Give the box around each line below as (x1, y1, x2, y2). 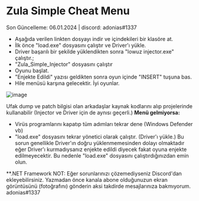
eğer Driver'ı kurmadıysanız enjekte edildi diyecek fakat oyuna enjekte (14, 146, 187, 153)
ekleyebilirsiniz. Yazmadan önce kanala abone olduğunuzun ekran (6, 176, 168, 183)
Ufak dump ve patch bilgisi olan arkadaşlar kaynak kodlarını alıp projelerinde (6, 102, 193, 109)
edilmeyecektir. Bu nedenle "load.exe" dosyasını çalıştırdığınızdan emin (14, 152, 189, 159)
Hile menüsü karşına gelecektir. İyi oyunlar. (14, 79, 120, 87)
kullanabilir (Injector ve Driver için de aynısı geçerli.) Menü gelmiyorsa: (6, 109, 180, 116)
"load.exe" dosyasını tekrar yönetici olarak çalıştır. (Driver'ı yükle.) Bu (14, 133, 184, 140)
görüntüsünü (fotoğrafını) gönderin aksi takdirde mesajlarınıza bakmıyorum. (6, 183, 191, 190)
